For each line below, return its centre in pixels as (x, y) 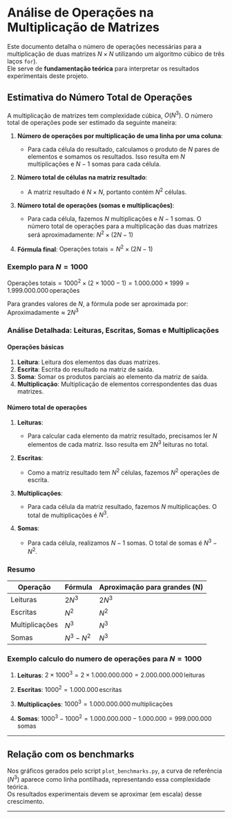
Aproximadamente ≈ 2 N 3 (43, 312)
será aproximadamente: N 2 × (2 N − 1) (80, 234)
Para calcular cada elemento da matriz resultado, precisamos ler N (122, 436)
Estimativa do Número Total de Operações (100, 98)
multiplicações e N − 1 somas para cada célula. (94, 164)
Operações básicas (36, 347)
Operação (34, 587)
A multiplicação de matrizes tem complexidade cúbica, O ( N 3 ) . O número (110, 115)
